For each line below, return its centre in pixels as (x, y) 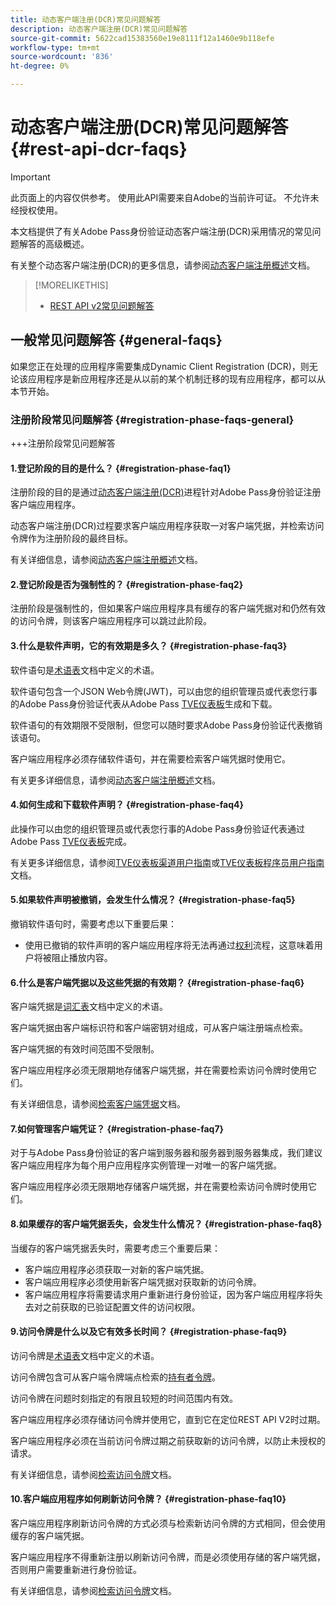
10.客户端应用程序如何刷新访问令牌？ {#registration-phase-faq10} (148, 1499)
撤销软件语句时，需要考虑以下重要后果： (93, 924)
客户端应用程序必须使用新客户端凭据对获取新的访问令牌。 (143, 1282)
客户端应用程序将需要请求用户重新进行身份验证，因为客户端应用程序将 (169, 1294)
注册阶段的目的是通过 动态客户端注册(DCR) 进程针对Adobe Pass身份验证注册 (166, 492)
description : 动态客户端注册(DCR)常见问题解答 (99, 29)
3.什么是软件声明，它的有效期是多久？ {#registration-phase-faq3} (149, 646)
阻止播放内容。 (82, 958)
